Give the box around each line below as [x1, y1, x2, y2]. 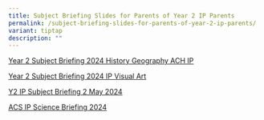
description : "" [8, 34, 63, 42]
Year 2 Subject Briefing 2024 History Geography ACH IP [8, 56, 194, 66]
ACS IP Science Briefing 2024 [8, 102, 108, 112]
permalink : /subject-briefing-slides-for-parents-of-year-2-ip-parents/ [8, 19, 257, 27]
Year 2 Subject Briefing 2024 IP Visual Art [8, 71, 147, 81]
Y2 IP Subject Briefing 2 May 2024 [8, 87, 123, 97]
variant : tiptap [8, 26, 63, 34]
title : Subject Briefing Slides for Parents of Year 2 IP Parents [8, 11, 235, 20]
